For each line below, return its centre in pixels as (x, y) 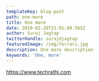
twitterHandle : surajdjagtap (42, 39)
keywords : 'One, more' (34, 55)
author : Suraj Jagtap (33, 33)
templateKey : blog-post (35, 11)
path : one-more (25, 17)
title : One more (26, 22)
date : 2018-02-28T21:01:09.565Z (46, 28)
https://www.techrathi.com (39, 72)
